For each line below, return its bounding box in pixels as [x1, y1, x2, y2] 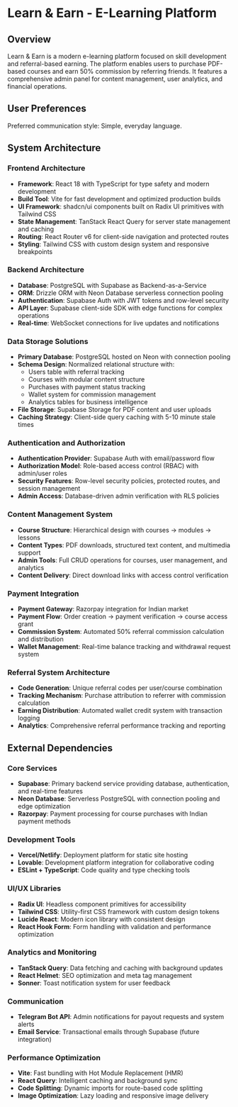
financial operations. [7, 82, 67, 90]
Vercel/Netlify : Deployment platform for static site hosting [17, 851, 188, 860]
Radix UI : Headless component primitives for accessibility [17, 899, 186, 908]
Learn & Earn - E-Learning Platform [7, 5, 217, 21]
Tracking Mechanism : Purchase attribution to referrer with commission [17, 691, 227, 700]
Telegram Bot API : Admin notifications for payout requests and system [17, 1013, 225, 1021]
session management [17, 484, 81, 493]
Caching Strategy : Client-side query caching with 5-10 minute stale [17, 413, 216, 421]
